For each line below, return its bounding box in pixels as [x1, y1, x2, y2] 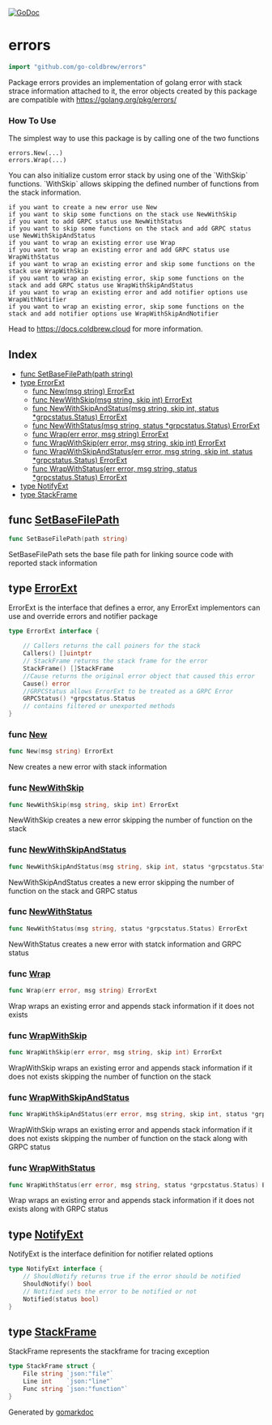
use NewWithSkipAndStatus [8, 232, 96, 240]
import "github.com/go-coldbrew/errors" [8, 62, 147, 71]
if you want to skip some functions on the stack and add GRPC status [8, 225, 252, 233]
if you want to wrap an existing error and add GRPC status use [8, 246, 230, 255]
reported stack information [8, 558, 98, 568]
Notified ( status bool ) [23, 1294, 100, 1303]
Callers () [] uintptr [23, 650, 92, 658]
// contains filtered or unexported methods [23, 702, 176, 710]
